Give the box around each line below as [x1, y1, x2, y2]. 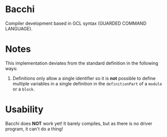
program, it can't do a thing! [5, 125, 63, 132]
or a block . [12, 86, 35, 92]
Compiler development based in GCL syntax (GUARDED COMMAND [5, 20, 147, 26]
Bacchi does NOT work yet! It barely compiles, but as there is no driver [5, 120, 152, 126]
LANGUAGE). [5, 25, 33, 31]
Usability [5, 104, 44, 115]
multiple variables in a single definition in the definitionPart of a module [12, 80, 162, 86]
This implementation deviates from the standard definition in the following [5, 60, 158, 66]
